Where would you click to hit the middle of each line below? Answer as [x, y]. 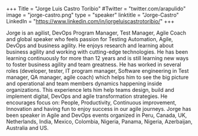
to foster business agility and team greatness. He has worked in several [94, 64]
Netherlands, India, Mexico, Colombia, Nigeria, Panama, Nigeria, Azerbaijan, [99, 121]
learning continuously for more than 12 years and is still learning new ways [98, 58]
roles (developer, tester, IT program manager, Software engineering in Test [98, 71]
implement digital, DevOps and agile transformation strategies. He [87, 96]
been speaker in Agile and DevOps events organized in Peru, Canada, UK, [97, 115]
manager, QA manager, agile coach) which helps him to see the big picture [98, 77]
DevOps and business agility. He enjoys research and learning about [90, 45]
